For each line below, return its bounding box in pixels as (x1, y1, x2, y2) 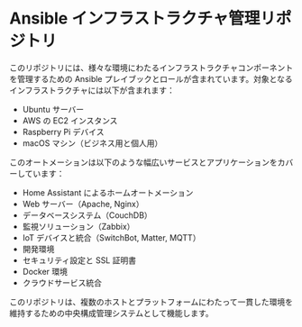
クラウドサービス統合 (22, 277, 102, 288)
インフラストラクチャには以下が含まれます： (9, 85, 176, 95)
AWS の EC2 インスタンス (22, 114, 118, 126)
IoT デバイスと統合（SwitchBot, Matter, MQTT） (22, 232, 201, 243)
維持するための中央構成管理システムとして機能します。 (9, 307, 214, 318)
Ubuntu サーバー (22, 104, 84, 114)
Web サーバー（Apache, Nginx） (22, 198, 144, 209)
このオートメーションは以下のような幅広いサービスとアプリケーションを (9, 157, 278, 168)
